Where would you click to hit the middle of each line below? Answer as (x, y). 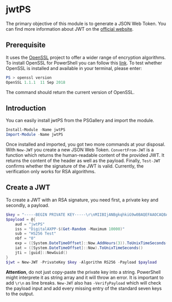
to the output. (20, 294)
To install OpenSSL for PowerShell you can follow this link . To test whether (84, 63)
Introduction (26, 108)
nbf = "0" (26, 239)
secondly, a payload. (28, 205)
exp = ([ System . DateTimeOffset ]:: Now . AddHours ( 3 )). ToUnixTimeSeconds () (93, 243)
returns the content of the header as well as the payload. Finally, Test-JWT (83, 161)
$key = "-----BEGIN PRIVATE (36, 215)
